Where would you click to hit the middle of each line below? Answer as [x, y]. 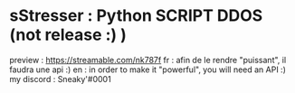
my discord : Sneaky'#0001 [60, 79]
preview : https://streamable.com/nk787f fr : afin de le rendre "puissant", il [148, 60]
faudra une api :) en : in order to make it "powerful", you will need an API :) [148, 70]
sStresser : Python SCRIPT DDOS [136, 16]
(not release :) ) [68, 35]
